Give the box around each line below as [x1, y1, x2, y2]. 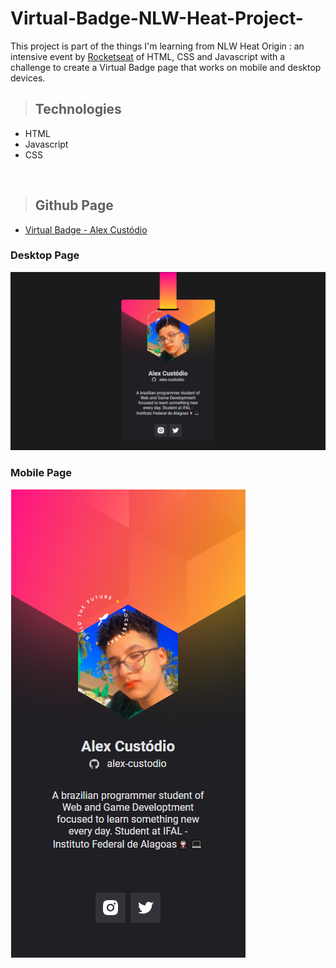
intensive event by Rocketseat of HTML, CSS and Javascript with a [10, 50, 286, 62]
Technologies [34, 101, 122, 118]
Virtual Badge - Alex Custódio [24, 223, 148, 236]
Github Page [34, 197, 114, 214]
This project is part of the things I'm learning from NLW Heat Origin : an [10, 40, 305, 52]
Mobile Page [10, 466, 73, 480]
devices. [10, 72, 46, 84]
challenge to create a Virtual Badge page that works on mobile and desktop [10, 61, 322, 73]
